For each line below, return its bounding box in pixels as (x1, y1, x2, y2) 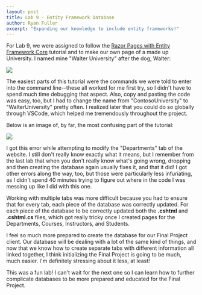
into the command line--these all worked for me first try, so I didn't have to (6, 84, 192, 92)
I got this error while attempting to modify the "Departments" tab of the (6, 144, 183, 152)
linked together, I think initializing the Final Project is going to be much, (6, 251, 182, 258)
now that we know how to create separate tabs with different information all (6, 244, 194, 252)
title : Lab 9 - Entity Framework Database (6, 14, 115, 20)
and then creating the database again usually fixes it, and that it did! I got (6, 164, 188, 171)
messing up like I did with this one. (6, 183, 92, 190)
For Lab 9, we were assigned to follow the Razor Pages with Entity (6, 42, 171, 49)
